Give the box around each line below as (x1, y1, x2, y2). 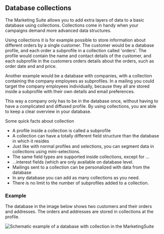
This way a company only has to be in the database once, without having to (5, 98, 159, 104)
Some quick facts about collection (5, 118, 74, 124)
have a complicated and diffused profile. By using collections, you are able (5, 103, 157, 109)
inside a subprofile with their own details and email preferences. (5, 88, 135, 94)
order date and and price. (5, 63, 57, 69)
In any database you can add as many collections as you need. (12, 174, 140, 180)
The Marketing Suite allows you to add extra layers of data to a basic (5, 17, 144, 23)
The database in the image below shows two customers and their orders (5, 203, 152, 209)
